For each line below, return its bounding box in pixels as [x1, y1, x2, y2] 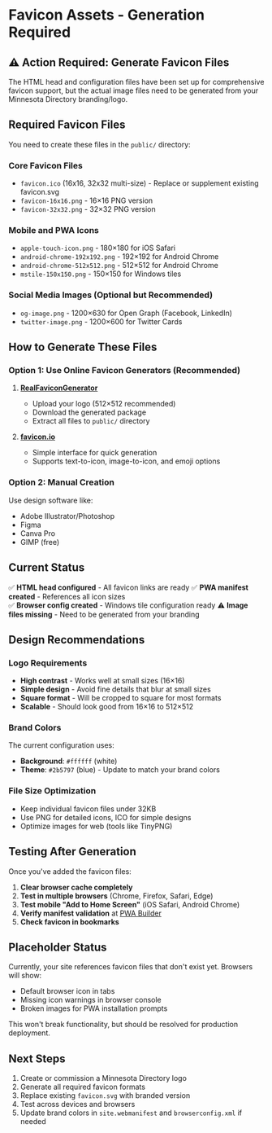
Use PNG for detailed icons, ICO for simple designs [19, 812, 192, 822]
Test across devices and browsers [19, 1100, 136, 1109]
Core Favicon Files [8, 160, 83, 171]
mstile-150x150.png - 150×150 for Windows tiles [19, 269, 182, 279]
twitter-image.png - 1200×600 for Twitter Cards [19, 316, 183, 327]
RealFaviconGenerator [19, 383, 98, 393]
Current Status [8, 560, 85, 575]
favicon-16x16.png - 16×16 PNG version [19, 195, 153, 205]
